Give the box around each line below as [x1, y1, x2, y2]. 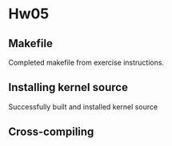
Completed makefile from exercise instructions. [8, 57, 165, 67]
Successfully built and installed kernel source [8, 101, 158, 112]
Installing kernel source [8, 81, 128, 94]
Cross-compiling [8, 125, 94, 139]
